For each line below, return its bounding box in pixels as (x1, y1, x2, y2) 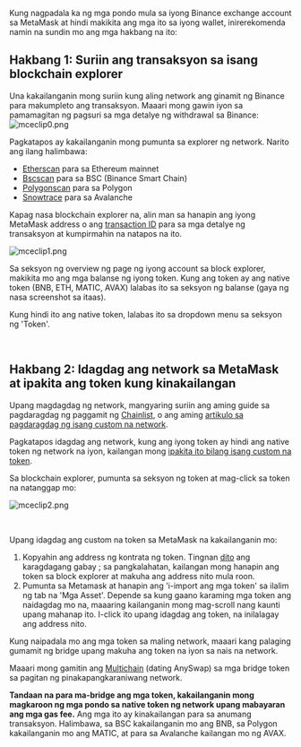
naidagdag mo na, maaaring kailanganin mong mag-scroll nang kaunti (21, 599, 280, 610)
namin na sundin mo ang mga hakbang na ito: (9, 27, 177, 37)
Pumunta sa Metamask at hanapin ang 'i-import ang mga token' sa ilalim (21, 580, 289, 591)
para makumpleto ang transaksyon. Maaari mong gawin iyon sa (9, 100, 244, 110)
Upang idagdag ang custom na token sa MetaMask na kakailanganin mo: (9, 534, 278, 545)
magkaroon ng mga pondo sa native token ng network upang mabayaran (9, 699, 286, 709)
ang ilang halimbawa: (9, 145, 88, 156)
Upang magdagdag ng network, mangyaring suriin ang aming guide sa (9, 399, 271, 411)
